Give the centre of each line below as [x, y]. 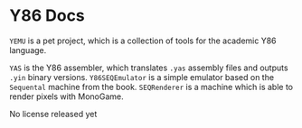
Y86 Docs [47, 16]
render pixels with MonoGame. [66, 96]
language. [28, 50]
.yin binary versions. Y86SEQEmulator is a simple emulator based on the [142, 77]
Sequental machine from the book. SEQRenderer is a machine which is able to [151, 87]
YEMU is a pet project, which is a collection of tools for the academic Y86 [143, 41]
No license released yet [53, 114]
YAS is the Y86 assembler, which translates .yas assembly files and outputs [149, 68]
